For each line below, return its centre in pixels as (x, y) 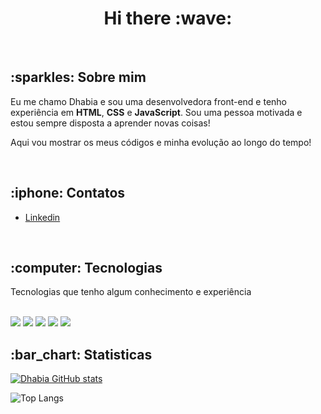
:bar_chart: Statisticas (81, 354)
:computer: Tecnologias (86, 267)
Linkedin (42, 217)
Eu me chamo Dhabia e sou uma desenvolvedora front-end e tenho (148, 101)
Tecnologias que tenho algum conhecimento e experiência (131, 292)
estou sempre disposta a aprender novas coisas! (110, 123)
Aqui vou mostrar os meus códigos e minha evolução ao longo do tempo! (161, 142)
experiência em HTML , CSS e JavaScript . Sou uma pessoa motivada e (156, 112)
